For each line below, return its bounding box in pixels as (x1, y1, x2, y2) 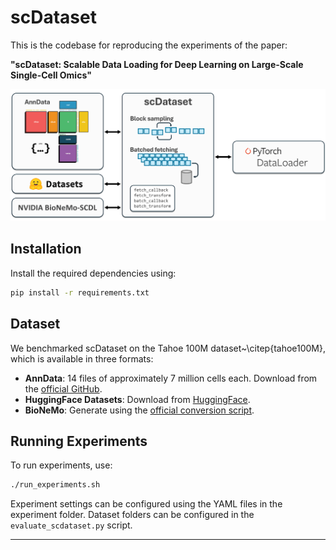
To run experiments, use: (10, 459, 113, 471)
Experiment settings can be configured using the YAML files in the (10, 498, 283, 510)
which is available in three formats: (10, 352, 154, 365)
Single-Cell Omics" (10, 69, 92, 81)
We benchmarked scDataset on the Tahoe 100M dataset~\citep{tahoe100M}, (10, 342, 327, 354)
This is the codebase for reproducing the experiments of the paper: (10, 39, 288, 51)
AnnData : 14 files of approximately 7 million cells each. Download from (24, 372, 318, 384)
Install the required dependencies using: (10, 267, 177, 279)
